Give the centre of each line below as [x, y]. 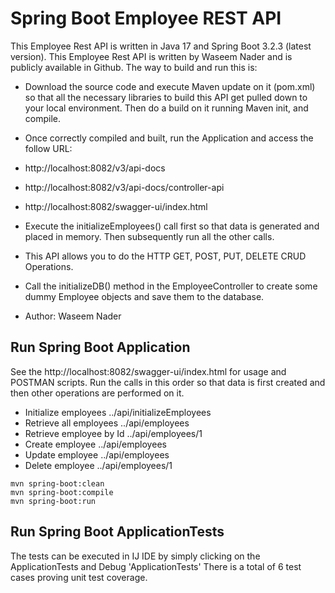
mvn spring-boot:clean [57, 483]
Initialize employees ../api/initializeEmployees [118, 412]
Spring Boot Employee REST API [146, 18]
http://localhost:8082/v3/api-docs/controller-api [124, 187]
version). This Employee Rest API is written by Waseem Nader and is [151, 56]
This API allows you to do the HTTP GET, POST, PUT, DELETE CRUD [165, 256]
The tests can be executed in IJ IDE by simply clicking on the [135, 556]
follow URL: [48, 148]
